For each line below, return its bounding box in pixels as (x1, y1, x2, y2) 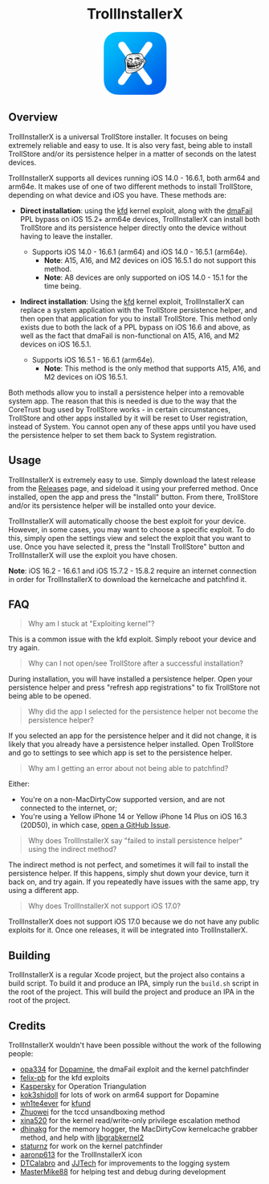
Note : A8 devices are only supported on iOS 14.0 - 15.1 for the (43, 272, 248, 282)
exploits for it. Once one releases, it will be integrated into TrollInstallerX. (8, 925, 248, 935)
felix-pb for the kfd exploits (19, 1073, 110, 1082)
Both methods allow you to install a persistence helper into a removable (8, 387, 245, 397)
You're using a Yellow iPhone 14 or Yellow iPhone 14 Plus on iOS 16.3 (19, 812, 247, 821)
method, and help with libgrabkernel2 (19, 1133, 145, 1142)
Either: (8, 779, 31, 789)
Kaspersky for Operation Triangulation (19, 1082, 147, 1091)
